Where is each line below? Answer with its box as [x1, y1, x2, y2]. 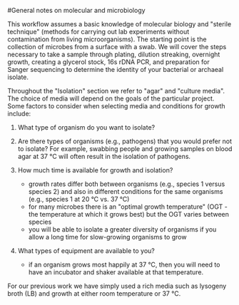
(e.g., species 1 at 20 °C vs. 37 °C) [28, 195, 130, 203]
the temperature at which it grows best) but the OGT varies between [28, 210, 230, 218]
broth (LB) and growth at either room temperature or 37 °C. [7, 289, 181, 298]
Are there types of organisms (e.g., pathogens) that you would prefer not [17, 137, 232, 145]
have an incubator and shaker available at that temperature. [28, 268, 204, 276]
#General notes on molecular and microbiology [7, 6, 146, 14]
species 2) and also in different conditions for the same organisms [28, 187, 223, 195]
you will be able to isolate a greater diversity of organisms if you [28, 225, 217, 234]
